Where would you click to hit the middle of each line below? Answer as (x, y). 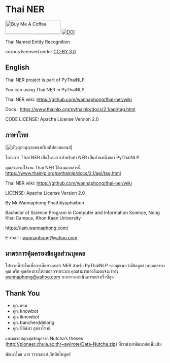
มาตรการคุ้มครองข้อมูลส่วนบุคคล (45, 253)
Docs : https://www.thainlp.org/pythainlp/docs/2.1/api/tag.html (70, 109)
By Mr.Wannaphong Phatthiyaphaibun (45, 203)
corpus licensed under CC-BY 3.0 (41, 51)
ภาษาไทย (17, 135)
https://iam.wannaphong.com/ (37, 228)
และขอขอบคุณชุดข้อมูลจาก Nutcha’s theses (44, 339)
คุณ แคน (20, 306)
